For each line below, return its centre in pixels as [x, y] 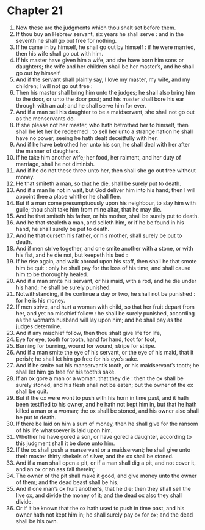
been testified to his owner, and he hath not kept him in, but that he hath [106, 404]
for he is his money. [41, 300]
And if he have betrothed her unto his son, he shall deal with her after [103, 144]
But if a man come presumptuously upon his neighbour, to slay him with [106, 203]
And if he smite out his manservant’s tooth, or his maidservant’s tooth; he [107, 365]
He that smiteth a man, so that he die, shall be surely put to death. [99, 183]
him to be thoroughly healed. [52, 274]
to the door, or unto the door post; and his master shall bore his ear [100, 99]
